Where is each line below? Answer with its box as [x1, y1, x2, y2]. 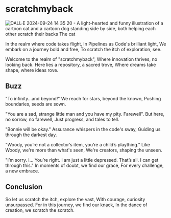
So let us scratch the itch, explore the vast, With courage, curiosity [5, 196, 145, 202]
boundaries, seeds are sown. [5, 101, 66, 107]
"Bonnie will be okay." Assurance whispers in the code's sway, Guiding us [5, 126, 161, 132]
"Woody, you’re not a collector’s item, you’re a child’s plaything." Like [5, 141, 151, 147]
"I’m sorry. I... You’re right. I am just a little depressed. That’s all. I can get [5, 157, 159, 163]
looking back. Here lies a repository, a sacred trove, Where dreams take [5, 61, 156, 68]
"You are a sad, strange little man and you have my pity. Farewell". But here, [5, 111, 165, 117]
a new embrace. [5, 167, 39, 174]
